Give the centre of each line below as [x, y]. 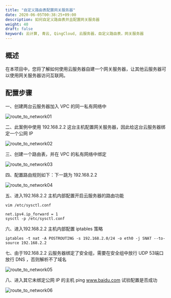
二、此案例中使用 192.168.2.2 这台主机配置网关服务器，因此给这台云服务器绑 [86, 127]
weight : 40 [17, 24]
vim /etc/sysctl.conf [28, 205]
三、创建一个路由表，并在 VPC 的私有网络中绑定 [56, 154]
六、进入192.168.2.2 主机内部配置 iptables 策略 [54, 229]
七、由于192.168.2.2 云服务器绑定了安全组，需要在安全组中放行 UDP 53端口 [84, 253]
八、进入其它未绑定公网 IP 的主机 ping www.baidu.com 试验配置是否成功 [81, 280]
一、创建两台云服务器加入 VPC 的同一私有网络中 [56, 106]
